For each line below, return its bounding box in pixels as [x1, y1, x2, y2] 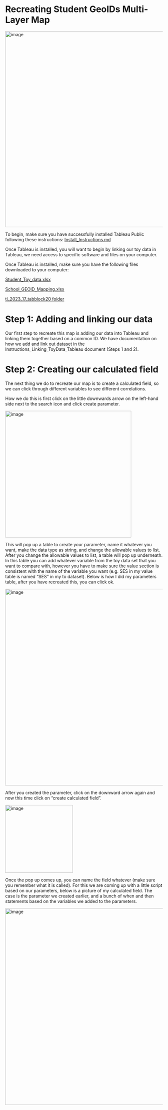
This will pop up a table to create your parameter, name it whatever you [5, 541, 152, 547]
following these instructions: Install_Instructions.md [5, 236, 111, 242]
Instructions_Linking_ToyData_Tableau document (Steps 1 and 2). [5, 346, 139, 352]
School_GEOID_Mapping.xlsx [5, 286, 64, 292]
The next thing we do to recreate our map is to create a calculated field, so [5, 380, 159, 386]
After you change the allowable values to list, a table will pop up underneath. [5, 552, 163, 558]
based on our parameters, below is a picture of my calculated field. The [5, 887, 152, 893]
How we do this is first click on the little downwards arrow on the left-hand [5, 395, 158, 401]
